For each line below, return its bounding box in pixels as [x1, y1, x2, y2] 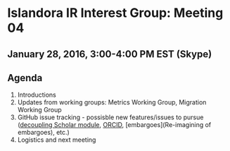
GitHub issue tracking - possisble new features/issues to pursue [17, 113, 204, 121]
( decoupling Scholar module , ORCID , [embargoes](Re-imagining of [17, 121, 212, 129]
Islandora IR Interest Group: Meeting [7, 5, 224, 21]
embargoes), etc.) [17, 128, 70, 137]
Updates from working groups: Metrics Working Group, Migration [17, 98, 207, 107]
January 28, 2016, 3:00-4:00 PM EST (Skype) [7, 48, 212, 60]
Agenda [7, 72, 43, 84]
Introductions [17, 90, 56, 99]
